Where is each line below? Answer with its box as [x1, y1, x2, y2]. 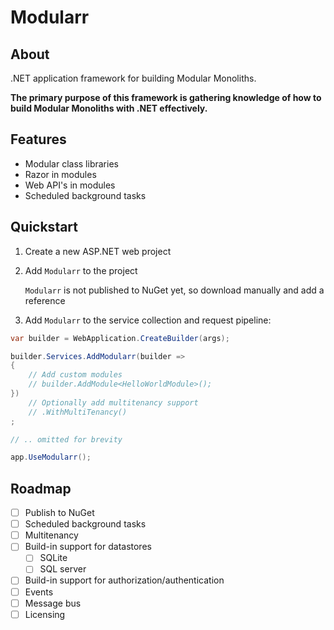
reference [24, 294, 66, 306]
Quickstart [10, 219, 79, 236]
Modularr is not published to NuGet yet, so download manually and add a [24, 284, 325, 296]
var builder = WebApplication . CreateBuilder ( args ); [10, 333, 230, 343]
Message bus [24, 597, 82, 609]
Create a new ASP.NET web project [24, 245, 172, 257]
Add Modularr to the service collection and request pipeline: [24, 314, 272, 326]
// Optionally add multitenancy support [28, 397, 199, 408]
